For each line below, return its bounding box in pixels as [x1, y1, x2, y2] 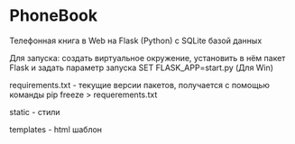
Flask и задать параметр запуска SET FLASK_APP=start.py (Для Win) [9, 62, 273, 73]
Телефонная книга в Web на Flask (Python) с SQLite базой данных [9, 35, 263, 46]
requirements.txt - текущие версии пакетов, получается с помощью [9, 79, 271, 90]
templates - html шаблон [9, 123, 102, 135]
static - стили [9, 106, 60, 117]
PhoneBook [9, 5, 97, 26]
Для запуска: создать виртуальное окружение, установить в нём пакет [9, 52, 286, 63]
